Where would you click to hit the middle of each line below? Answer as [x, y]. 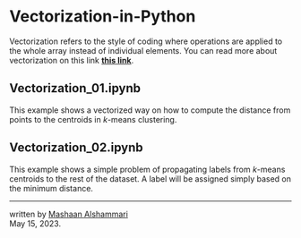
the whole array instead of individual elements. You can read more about [143, 50]
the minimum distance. [52, 188]
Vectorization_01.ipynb [75, 88]
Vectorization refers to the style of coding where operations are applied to [146, 41]
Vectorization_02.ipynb [76, 148]
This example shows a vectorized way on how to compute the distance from [150, 110]
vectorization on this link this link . [72, 60]
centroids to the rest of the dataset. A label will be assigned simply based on [150, 178]
